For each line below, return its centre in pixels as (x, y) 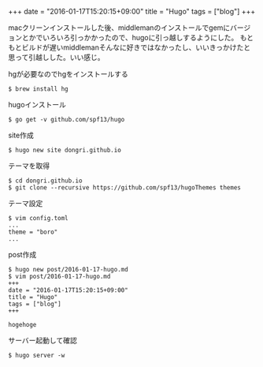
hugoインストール (37, 105)
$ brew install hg (38, 89)
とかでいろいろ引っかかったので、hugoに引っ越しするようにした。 (130, 37)
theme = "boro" (33, 232)
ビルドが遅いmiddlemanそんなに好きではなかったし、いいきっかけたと (136, 47)
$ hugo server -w (37, 355)
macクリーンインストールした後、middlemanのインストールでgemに (119, 28)
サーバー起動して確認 (43, 340)
